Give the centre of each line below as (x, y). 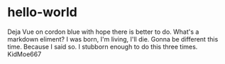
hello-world (43, 12)
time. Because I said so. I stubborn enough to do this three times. (103, 46)
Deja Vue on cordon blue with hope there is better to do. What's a (103, 32)
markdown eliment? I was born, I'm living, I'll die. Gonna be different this (113, 39)
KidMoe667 (24, 54)
